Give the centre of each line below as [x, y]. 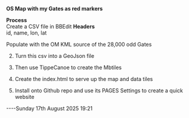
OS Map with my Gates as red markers [55, 9]
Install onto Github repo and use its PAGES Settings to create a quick [99, 91]
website [24, 97]
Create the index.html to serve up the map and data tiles [84, 79]
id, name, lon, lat [27, 33]
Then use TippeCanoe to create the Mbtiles [68, 67]
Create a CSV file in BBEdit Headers [51, 27]
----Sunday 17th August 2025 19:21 [49, 108]
